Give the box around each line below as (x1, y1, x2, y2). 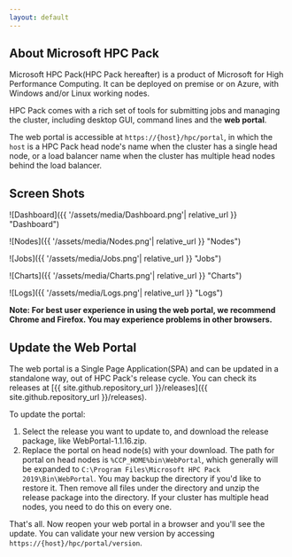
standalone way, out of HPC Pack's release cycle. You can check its (9, 373, 257, 384)
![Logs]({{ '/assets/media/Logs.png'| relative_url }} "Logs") (9, 287, 224, 298)
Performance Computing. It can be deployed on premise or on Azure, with (9, 79, 279, 90)
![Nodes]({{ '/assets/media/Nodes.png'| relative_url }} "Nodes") (9, 236, 242, 247)
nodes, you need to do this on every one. (21, 502, 173, 513)
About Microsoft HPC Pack (9, 46, 159, 61)
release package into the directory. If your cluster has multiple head (21, 492, 269, 503)
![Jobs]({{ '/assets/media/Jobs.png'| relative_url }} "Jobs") (9, 254, 222, 264)
